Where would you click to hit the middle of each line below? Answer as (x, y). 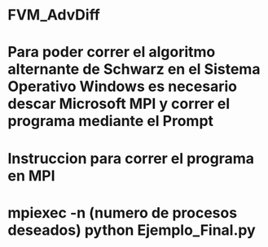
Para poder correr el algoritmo (112, 52)
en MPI (31, 175)
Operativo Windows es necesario (123, 87)
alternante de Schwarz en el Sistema (134, 69)
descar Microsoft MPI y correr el (119, 104)
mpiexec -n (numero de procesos (123, 212)
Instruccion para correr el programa (131, 158)
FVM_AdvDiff (54, 15)
